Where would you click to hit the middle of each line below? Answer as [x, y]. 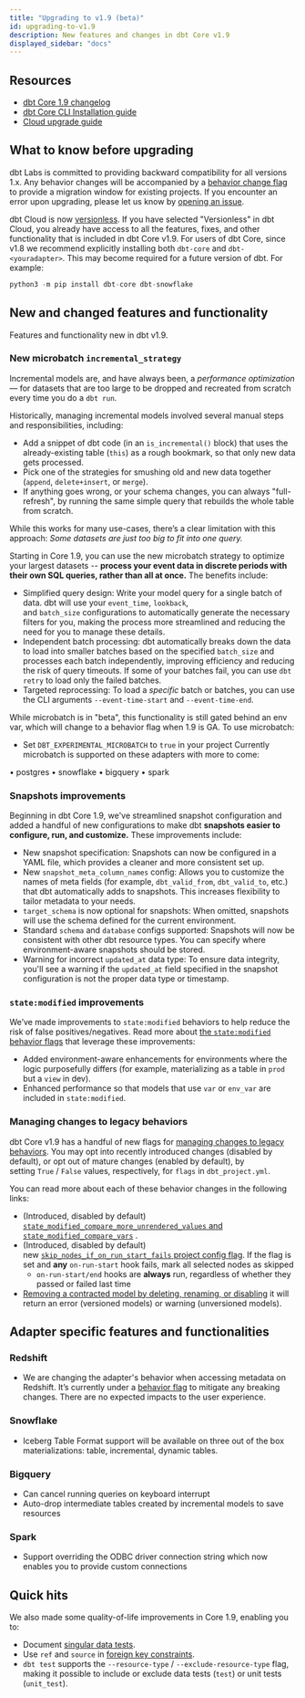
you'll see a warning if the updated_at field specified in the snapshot [150, 970]
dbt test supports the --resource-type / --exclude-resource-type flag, [156, 1664]
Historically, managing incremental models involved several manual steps [147, 415]
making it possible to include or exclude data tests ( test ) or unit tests [152, 1674]
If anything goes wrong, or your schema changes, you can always [146, 491]
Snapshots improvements [67, 795]
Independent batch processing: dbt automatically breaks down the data [157, 641]
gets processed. [53, 462]
